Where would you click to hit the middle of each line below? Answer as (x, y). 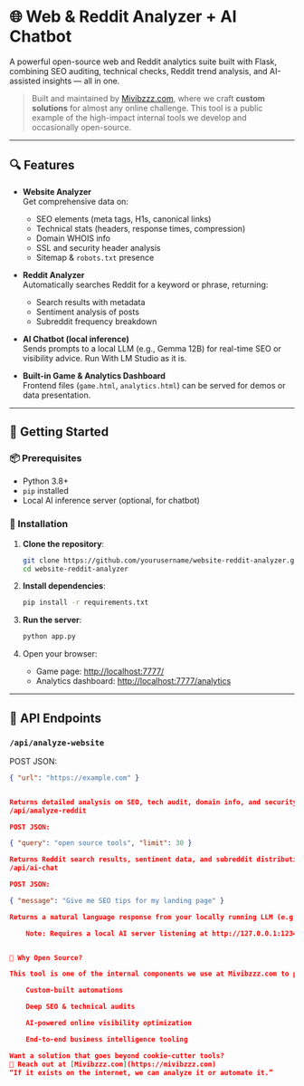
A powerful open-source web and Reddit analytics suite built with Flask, (143, 62)
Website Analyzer (57, 191)
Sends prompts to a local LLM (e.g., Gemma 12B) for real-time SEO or (152, 348)
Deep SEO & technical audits (81, 1007)
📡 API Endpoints (56, 718)
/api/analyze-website (57, 743)
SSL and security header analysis (98, 247)
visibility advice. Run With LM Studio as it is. (104, 358)
